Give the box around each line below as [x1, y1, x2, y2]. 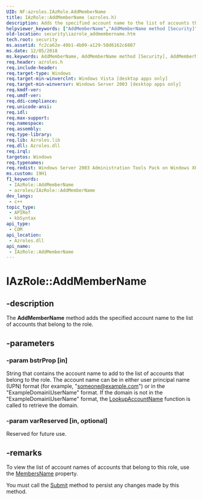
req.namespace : [6, 121, 44, 127]
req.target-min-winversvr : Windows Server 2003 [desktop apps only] [6, 82, 182, 88]
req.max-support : [6, 115, 50, 121]
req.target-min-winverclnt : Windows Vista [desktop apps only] [6, 76, 168, 82]
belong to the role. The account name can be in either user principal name [6, 376, 191, 383]
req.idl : [6, 109, 28, 115]
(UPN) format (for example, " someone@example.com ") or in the [6, 382, 165, 390]
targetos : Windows [6, 154, 52, 160]
